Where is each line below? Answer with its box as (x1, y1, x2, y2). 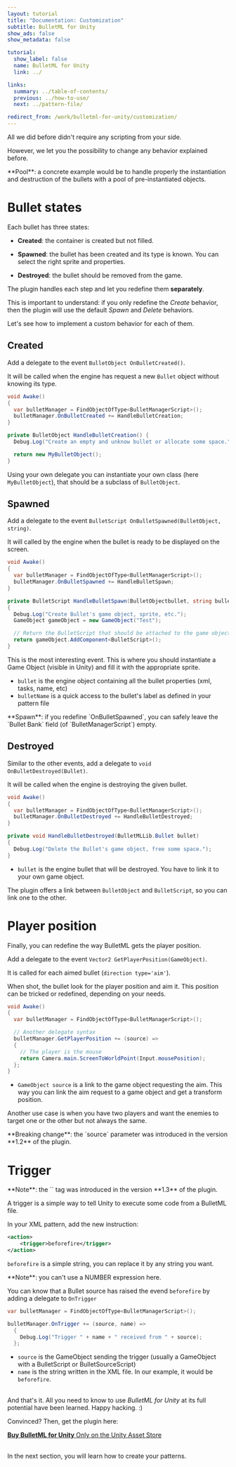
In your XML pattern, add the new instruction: (7, 1220, 139, 1229)
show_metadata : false (7, 37, 71, 44)
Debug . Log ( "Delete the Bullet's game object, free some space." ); (13, 846, 212, 853)
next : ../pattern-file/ (13, 101, 83, 108)
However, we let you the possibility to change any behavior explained (7, 147, 208, 154)
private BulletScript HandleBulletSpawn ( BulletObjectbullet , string (7, 598, 212, 605)
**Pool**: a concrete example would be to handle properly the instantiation (7, 168, 226, 176)
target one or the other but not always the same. (7, 1117, 147, 1125)
